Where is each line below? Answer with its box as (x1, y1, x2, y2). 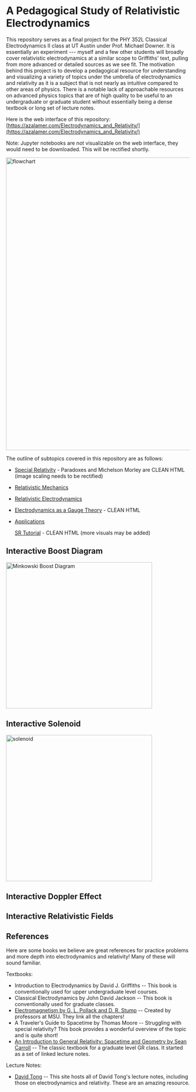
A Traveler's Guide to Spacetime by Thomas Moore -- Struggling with (14, 1019, 182, 1026)
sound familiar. (6, 959, 42, 967)
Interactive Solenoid (6, 719, 81, 729)
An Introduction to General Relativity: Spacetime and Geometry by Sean (14, 1038, 187, 1045)
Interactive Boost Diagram (6, 546, 103, 556)
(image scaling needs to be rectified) (14, 473, 103, 480)
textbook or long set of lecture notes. (6, 104, 95, 111)
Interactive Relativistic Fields (6, 912, 114, 922)
